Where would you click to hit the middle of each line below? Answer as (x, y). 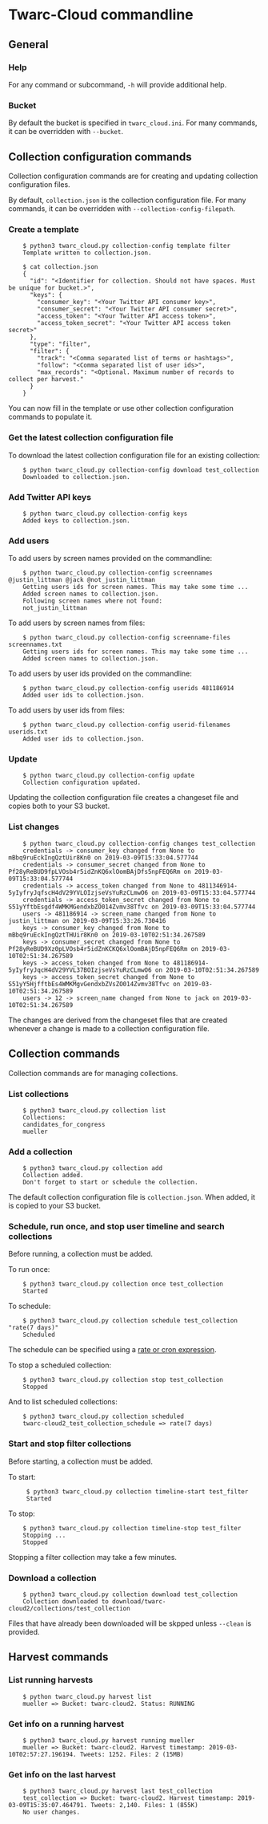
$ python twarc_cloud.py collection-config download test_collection (141, 470)
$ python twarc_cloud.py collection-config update (109, 776)
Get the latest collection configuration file (91, 437)
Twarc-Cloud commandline (101, 15)
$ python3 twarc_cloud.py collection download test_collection (130, 1594)
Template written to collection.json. (87, 253)
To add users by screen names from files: (77, 623)
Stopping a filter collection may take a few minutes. (93, 1557)
